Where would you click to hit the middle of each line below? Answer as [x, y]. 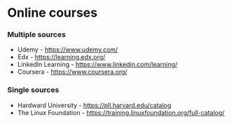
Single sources [33, 90]
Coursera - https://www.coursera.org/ [72, 72]
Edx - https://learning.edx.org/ [61, 57]
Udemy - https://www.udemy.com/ [68, 49]
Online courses [53, 13]
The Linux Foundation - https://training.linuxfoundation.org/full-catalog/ [121, 112]
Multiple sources [37, 35]
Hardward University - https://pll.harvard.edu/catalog [94, 105]
